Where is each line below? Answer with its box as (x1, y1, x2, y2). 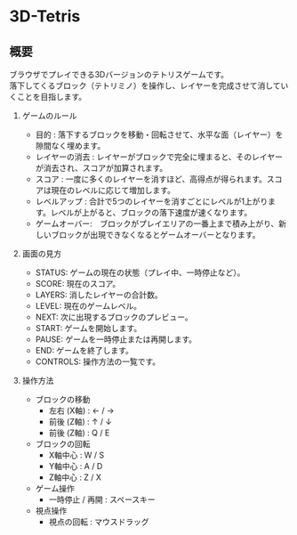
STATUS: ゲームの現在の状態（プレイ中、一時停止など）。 (35, 267, 245, 278)
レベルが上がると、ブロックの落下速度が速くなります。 (50, 207, 253, 217)
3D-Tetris (9, 6, 81, 27)
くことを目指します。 (9, 92, 87, 101)
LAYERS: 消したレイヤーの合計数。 (35, 289, 163, 300)
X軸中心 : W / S (48, 450, 105, 460)
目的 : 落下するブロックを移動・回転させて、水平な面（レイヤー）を (35, 129, 284, 140)
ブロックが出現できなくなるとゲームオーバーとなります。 (51, 230, 261, 239)
